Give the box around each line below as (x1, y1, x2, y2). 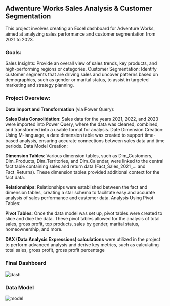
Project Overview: (5, 95, 51, 102)
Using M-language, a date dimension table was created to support (5, 132, 144, 139)
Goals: (5, 49, 22, 56)
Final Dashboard (5, 260, 47, 267)
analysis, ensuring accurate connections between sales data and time (19, 138, 165, 144)
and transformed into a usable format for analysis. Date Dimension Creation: (5, 127, 164, 133)
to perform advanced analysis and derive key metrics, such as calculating (5, 242, 159, 248)
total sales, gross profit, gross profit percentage (5, 247, 105, 253)
